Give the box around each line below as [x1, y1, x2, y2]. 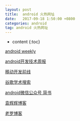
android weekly [5, 48, 36, 54]
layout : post [5, 7, 32, 12]
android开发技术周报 [5, 58, 46, 64]
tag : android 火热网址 [5, 25, 48, 30]
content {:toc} [12, 39, 40, 45]
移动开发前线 [5, 69, 31, 75]
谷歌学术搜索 [5, 79, 31, 85]
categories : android [5, 21, 47, 26]
